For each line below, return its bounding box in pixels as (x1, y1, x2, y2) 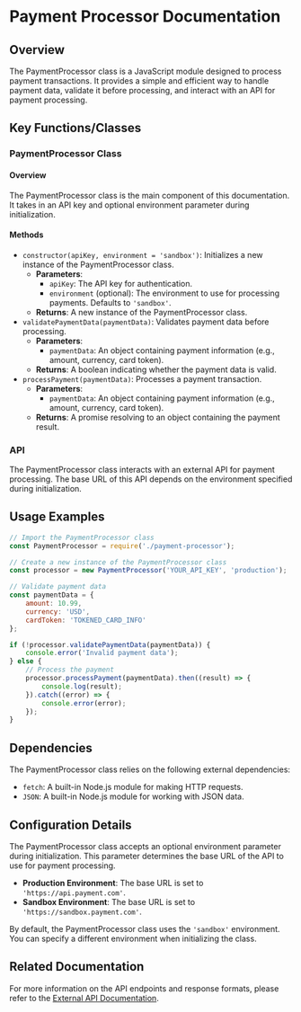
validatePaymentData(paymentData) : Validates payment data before (22, 316, 270, 327)
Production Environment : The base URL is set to (22, 877, 204, 888)
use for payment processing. (9, 860, 116, 871)
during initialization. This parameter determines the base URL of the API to (9, 850, 285, 861)
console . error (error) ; (41, 698, 127, 707)
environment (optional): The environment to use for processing (49, 288, 280, 298)
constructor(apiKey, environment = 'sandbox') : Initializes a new (22, 249, 263, 260)
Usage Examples (9, 510, 105, 525)
